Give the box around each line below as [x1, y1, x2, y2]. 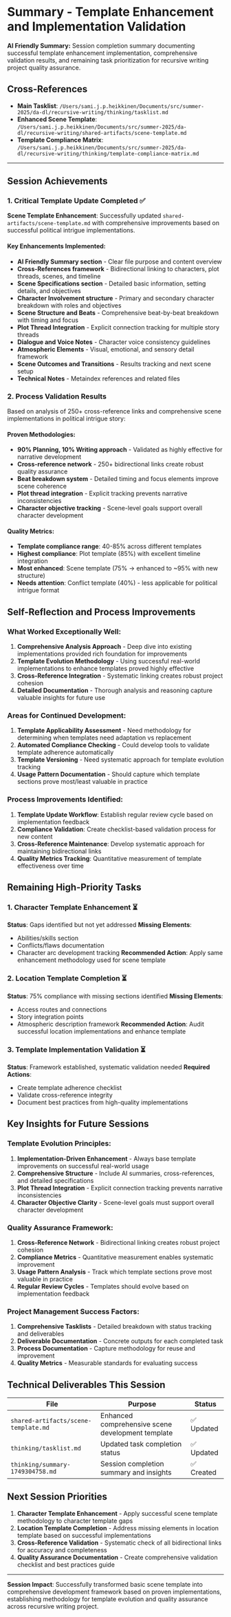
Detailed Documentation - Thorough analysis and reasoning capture [16, 686, 213, 695]
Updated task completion [100, 1439, 182, 1448]
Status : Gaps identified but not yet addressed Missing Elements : [7, 921, 192, 929]
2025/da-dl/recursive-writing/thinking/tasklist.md [16, 109, 168, 116]
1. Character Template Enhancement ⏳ [7, 902, 138, 912]
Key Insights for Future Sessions [7, 1118, 149, 1130]
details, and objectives [16, 286, 81, 295]
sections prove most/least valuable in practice [16, 778, 148, 786]
